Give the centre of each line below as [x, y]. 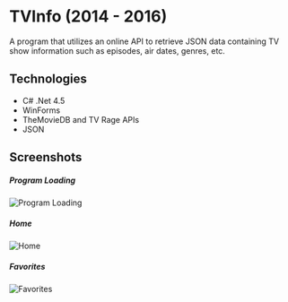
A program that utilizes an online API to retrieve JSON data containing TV [144, 41]
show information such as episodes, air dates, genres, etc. [118, 50]
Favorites [27, 266]
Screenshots [46, 157]
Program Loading [43, 180]
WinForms [41, 110]
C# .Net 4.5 [44, 100]
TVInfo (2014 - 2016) [88, 17]
